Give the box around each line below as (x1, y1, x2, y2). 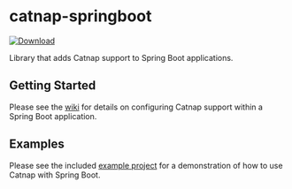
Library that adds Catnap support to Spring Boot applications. (9, 52, 234, 63)
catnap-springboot (9, 6, 152, 26)
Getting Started (9, 78, 96, 94)
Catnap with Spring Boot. (9, 170, 101, 180)
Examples (9, 137, 65, 152)
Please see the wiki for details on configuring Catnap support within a (9, 102, 264, 112)
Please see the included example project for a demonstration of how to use (9, 160, 283, 170)
